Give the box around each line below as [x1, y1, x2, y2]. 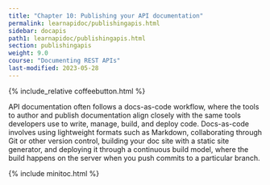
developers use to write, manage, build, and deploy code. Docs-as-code [8, 118, 250, 129]
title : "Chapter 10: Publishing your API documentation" [8, 11, 204, 20]
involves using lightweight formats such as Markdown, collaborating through [8, 127, 263, 137]
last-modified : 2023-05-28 [8, 64, 99, 72]
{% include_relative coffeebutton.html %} [8, 86, 146, 96]
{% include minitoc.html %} [8, 168, 100, 178]
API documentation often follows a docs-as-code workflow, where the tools [8, 101, 260, 111]
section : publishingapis [8, 42, 92, 50]
